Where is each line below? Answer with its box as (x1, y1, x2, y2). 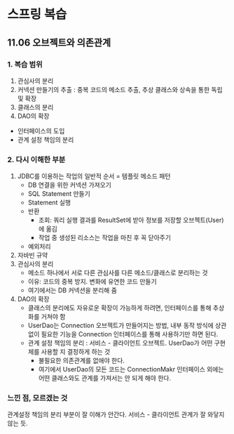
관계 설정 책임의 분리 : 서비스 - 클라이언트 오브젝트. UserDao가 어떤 (27, 338, 213, 348)
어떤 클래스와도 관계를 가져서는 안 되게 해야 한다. (38, 374, 172, 383)
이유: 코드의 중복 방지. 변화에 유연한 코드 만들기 (27, 277, 157, 286)
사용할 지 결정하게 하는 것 (41, 348, 111, 356)
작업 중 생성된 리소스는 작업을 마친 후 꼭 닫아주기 (38, 233, 172, 242)
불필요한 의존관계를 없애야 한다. (38, 356, 125, 365)
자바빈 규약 (17, 251, 48, 260)
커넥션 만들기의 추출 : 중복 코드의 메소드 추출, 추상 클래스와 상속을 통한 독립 (17, 85, 223, 93)
